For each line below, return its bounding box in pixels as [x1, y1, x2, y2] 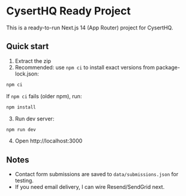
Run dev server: [14, 115, 55, 122]
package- [155, 64, 180, 71]
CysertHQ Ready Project [6, 4, 131, 18]
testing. [14, 177, 34, 184]
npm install [6, 104, 36, 110]
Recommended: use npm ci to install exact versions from [14, 64, 155, 71]
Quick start [6, 41, 49, 52]
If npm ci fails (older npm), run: [6, 92, 82, 99]
